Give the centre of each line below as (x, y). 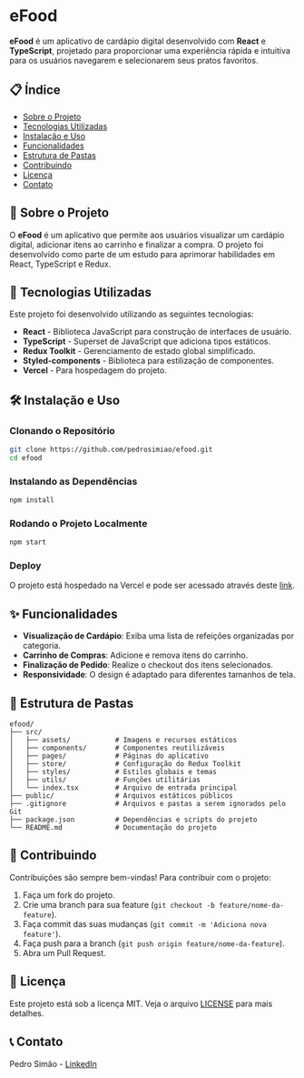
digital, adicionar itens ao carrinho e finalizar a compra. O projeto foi (137, 244)
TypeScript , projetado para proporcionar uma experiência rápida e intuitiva (150, 50)
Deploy (25, 566)
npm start (28, 542)
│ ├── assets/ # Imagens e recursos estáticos (123, 740)
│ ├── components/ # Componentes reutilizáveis (117, 748)
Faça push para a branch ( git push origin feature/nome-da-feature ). (154, 943)
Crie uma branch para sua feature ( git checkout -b (118, 904)
